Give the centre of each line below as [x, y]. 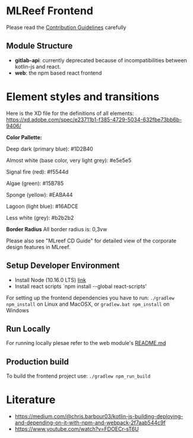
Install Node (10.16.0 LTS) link [50, 280]
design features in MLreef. [38, 247]
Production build [38, 362]
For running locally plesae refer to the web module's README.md [86, 343]
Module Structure [39, 46]
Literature [31, 400]
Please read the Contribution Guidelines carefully [66, 27]
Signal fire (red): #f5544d [37, 172]
